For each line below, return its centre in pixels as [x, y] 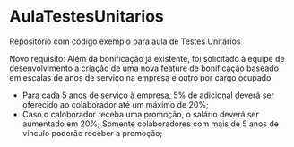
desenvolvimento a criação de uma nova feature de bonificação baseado [144, 68]
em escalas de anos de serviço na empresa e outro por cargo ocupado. [141, 77]
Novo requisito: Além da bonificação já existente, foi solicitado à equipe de [147, 58]
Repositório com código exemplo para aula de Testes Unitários [125, 41]
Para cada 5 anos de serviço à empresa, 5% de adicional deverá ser [148, 95]
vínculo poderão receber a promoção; [92, 133]
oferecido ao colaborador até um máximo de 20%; [115, 104]
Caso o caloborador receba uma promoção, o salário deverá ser [141, 114]
